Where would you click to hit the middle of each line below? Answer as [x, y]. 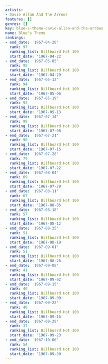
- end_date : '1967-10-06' [32, 340]
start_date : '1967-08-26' [37, 261]
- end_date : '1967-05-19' [32, 98]
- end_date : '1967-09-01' [32, 247]
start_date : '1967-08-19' [37, 242]
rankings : [15, 38]
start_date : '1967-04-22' [37, 56]
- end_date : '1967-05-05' [32, 61]
